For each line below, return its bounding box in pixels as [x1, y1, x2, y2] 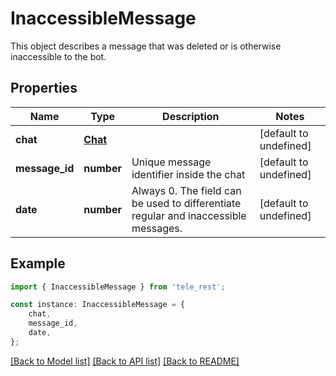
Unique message [131, 155, 212, 169]
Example [10, 255, 66, 272]
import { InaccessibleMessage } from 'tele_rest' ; [10, 282, 226, 292]
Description [162, 109, 220, 123]
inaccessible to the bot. [10, 50, 107, 62]
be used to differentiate [131, 196, 242, 210]
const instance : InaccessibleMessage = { [10, 300, 186, 310]
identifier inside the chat [131, 167, 246, 181]
